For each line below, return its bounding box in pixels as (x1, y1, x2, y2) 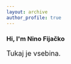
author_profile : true (6, 15, 62, 21)
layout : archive (6, 9, 48, 15)
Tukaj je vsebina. (6, 49, 61, 58)
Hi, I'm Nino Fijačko (6, 35, 65, 43)
